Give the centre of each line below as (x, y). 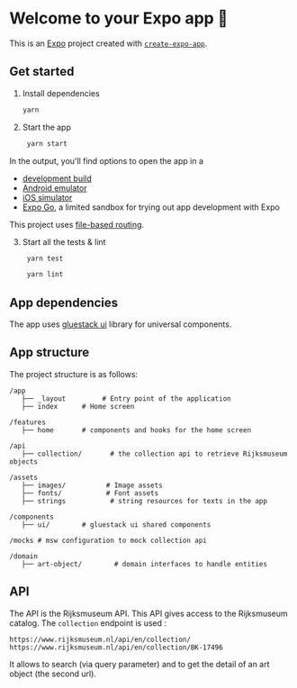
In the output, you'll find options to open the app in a (107, 160)
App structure (49, 353)
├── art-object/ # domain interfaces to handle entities (144, 564)
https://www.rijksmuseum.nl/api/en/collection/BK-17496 (116, 647)
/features (28, 422)
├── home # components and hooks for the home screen (136, 430)
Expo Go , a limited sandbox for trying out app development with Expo (151, 207)
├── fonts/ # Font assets (90, 493)
